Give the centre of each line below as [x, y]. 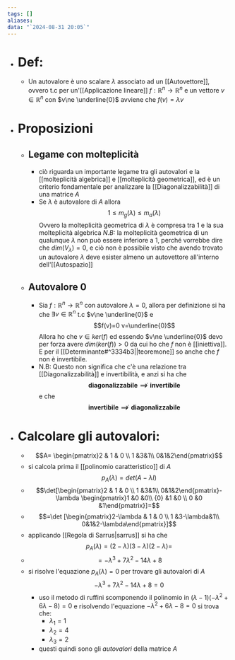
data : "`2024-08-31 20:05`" [49, 27]
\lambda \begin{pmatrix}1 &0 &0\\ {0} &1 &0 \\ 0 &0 [129, 498]
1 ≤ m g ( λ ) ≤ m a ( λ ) [134, 213]
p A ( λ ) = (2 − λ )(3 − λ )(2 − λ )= [129, 547]
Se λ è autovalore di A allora [80, 202]
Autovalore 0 [57, 287]
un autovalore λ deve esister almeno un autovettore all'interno [129, 257]
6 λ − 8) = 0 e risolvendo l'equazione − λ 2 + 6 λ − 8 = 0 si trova [129, 606]
